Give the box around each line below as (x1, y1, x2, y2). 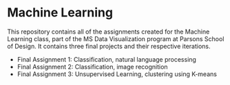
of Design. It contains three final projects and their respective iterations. (7, 42, 211, 50)
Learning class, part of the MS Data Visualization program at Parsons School (7, 34, 224, 42)
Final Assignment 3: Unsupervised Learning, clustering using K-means (17, 70, 217, 78)
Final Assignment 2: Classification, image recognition (17, 62, 168, 71)
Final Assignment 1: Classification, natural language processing (17, 55, 196, 63)
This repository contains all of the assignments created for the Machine (7, 27, 210, 36)
